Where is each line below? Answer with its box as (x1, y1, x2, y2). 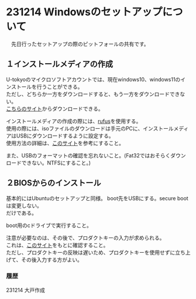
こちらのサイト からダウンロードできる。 (6, 105, 104, 112)
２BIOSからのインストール (6, 178, 101, 188)
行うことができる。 (36, 83, 83, 90)
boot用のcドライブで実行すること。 (6, 222, 92, 229)
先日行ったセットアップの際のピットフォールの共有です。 (11, 40, 149, 47)
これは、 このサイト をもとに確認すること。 (6, 241, 109, 249)
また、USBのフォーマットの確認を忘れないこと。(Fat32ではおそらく (6, 152, 171, 159)
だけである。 (6, 209, 37, 216)
